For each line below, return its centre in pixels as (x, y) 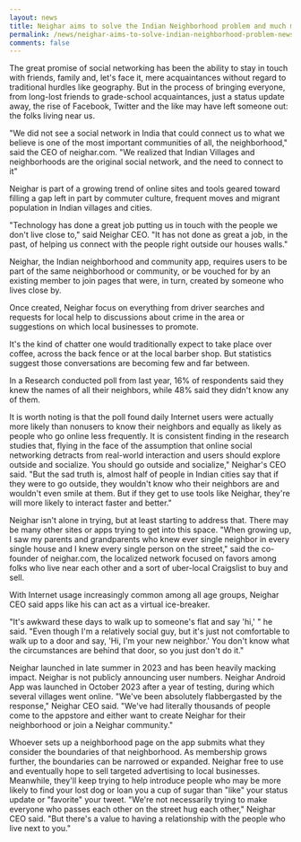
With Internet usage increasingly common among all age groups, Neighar (144, 595)
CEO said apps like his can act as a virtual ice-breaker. (110, 605)
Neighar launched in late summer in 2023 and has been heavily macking (142, 668)
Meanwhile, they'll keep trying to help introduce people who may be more (145, 781)
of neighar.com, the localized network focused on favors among (159, 558)
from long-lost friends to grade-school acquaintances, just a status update (147, 97)
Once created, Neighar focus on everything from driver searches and (137, 308)
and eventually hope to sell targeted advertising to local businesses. (135, 771)
